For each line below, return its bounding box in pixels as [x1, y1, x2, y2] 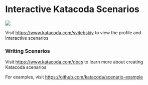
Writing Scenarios [5, 47, 50, 54]
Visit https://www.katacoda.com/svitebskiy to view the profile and [5, 29, 141, 36]
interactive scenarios [5, 35, 49, 41]
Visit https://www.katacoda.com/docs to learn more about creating [5, 59, 143, 65]
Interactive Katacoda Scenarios [5, 4, 139, 15]
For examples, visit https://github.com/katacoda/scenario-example [5, 74, 143, 80]
